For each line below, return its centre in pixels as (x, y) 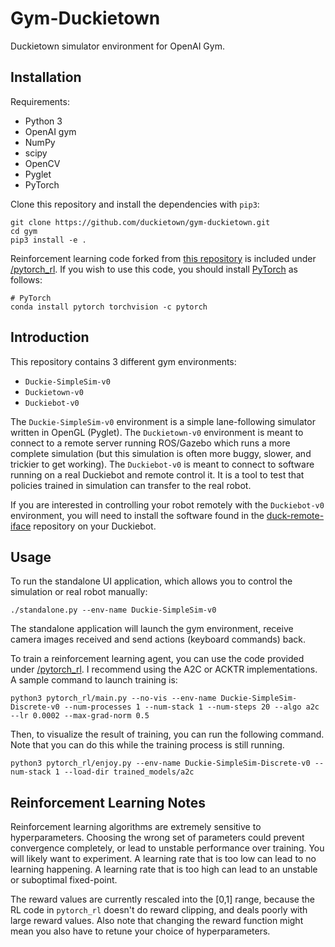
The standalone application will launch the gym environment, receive (152, 629)
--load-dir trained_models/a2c (129, 772)
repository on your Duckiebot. (95, 526)
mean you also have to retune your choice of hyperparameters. (140, 931)
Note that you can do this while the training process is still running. (147, 745)
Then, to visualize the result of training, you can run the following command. (167, 734)
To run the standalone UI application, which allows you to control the (151, 581)
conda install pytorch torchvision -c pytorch (109, 307)
